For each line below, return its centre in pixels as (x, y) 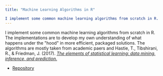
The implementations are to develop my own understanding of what (73, 38)
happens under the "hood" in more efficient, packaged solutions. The (75, 43)
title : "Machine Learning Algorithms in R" (50, 10)
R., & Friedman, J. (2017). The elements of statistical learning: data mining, (80, 53)
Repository (23, 68)
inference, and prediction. (31, 58)
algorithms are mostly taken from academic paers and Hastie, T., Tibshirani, (81, 48)
